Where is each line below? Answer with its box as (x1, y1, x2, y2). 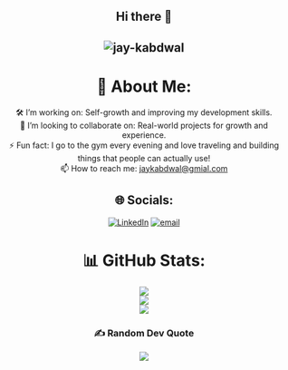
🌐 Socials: (114, 192, 174, 209)
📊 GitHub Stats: (82, 250, 206, 270)
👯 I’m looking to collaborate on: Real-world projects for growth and (20, 120, 268, 131)
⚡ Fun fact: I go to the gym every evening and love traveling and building (8, 140, 280, 151)
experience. (121, 129, 167, 141)
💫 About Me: (96, 76, 192, 96)
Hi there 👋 (115, 9, 173, 24)
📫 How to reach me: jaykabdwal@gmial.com (60, 162, 228, 173)
